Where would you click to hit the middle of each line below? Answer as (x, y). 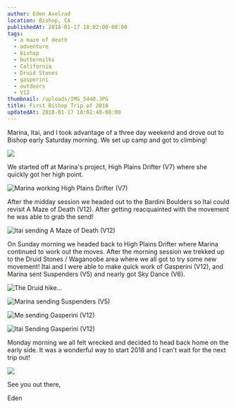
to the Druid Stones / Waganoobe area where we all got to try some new (112, 259)
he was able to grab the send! (50, 217)
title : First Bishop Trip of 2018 (58, 106)
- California (33, 66)
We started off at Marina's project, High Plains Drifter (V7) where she (107, 167)
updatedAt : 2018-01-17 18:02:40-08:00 (64, 112)
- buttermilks (34, 60)
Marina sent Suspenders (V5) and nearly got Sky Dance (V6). (96, 274)
